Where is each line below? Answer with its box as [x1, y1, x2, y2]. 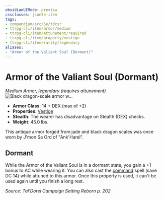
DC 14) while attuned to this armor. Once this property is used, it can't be [5, 173, 156, 179]
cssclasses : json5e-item [5, 12, 57, 17]
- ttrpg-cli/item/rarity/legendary [5, 40, 80, 45]
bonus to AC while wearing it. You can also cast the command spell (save [5, 167, 157, 174]
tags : [5, 17, 17, 22]
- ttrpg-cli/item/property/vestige [5, 36, 80, 41]
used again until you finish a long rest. [5, 178, 84, 184]
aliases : [5, 45, 24, 50]
